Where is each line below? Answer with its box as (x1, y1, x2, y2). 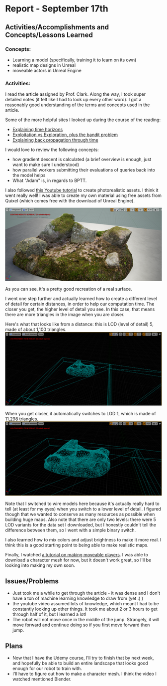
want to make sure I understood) (12, 162, 80, 168)
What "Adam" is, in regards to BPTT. (12, 177, 87, 183)
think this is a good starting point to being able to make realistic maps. (5, 542, 149, 548)
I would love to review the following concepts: (5, 147, 99, 153)
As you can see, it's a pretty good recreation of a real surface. (5, 286, 133, 292)
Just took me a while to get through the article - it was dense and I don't (12, 590, 161, 596)
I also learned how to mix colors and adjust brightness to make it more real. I (5, 537, 162, 543)
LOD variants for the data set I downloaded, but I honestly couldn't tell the (5, 522, 157, 528)
